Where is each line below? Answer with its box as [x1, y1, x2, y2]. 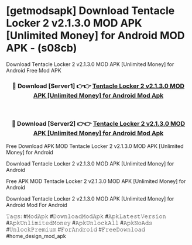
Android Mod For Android [6, 201, 67, 208]
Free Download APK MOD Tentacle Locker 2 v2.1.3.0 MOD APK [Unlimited [6, 142, 184, 150]
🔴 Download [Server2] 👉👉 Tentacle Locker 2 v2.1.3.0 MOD [11, 120, 186, 128]
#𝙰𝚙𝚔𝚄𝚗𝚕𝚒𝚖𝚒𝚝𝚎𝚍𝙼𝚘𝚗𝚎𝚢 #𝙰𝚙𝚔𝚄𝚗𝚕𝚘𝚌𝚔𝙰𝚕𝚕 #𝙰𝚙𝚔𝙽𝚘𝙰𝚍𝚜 [6, 219, 153, 226]
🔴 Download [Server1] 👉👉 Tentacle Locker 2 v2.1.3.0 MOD [12, 82, 185, 90]
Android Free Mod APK [6, 67, 61, 74]
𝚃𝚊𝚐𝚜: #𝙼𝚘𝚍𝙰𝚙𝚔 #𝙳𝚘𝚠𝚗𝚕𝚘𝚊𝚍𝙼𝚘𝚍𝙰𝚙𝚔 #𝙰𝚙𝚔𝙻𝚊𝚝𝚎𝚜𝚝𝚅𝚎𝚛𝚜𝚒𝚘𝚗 [6, 212, 167, 220]
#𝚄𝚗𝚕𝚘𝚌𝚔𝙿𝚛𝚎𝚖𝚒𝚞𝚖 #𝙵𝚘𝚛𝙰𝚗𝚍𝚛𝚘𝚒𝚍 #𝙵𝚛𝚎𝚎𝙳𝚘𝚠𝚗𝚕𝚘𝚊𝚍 [6, 226, 145, 233]
